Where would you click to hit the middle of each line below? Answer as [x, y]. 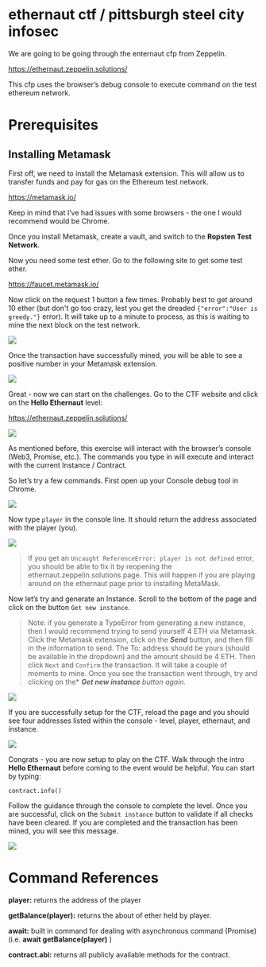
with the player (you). [43, 527]
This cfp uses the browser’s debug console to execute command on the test [133, 84]
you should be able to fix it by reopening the [100, 566]
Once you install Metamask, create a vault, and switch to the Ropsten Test [130, 236]
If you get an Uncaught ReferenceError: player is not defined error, [141, 557]
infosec [34, 31]
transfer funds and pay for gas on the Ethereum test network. [108, 181]
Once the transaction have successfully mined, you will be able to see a [125, 355]
